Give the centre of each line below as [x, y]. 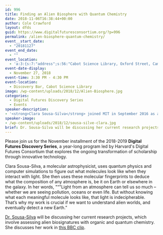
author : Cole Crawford [28, 23]
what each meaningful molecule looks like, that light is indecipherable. [75, 197]
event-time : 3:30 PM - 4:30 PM [37, 78]
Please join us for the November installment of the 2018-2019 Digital [73, 141]
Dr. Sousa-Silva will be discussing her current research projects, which [76, 217]
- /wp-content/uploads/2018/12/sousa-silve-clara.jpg [61, 123]
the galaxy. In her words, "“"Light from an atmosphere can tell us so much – [81, 187]
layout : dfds [18, 28]
